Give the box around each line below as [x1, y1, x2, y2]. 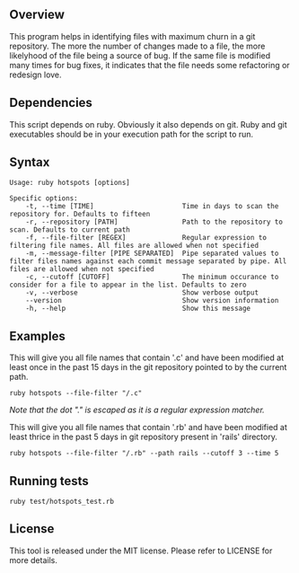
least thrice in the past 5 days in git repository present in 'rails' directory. [9, 431, 278, 443]
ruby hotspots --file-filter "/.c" [9, 389, 143, 398]
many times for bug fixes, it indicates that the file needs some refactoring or [9, 59, 290, 70]
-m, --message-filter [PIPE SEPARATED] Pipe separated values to [25, 249, 279, 259]
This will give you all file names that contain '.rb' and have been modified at [9, 422, 287, 433]
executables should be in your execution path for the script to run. [9, 128, 254, 139]
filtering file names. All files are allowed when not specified [9, 242, 259, 251]
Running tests [9, 473, 90, 489]
